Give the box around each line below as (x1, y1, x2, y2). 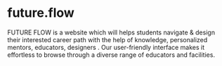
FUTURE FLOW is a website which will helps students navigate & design (7, 28, 216, 37)
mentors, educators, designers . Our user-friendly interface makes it (7, 43, 205, 51)
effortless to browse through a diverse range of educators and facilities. (7, 51, 216, 59)
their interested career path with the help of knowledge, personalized (7, 35, 208, 44)
